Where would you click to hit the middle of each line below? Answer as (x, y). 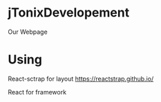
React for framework (37, 92)
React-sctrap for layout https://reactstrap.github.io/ (81, 79)
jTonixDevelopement (69, 13)
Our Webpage (28, 32)
